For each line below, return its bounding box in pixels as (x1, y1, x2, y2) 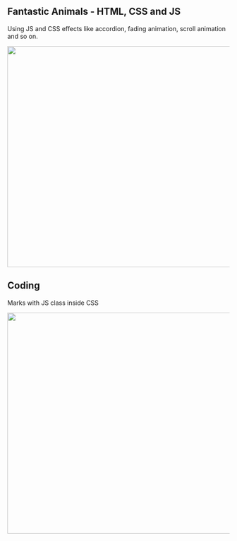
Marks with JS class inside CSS (7, 298, 99, 307)
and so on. (7, 32, 39, 40)
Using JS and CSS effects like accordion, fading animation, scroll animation (7, 24, 226, 33)
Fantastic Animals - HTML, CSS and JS (7, 6, 181, 18)
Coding (7, 279, 40, 292)
